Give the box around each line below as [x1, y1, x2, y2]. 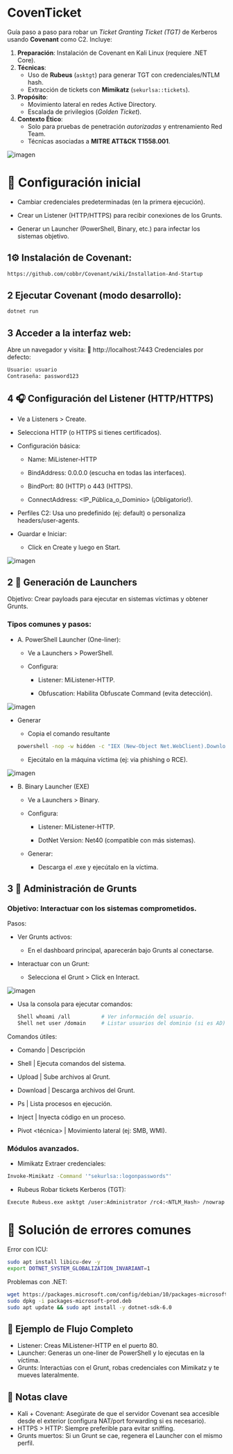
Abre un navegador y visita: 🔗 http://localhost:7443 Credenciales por [7, 345, 204, 354]
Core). [17, 55, 36, 64]
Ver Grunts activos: [17, 933, 73, 941]
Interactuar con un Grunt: [17, 960, 90, 968]
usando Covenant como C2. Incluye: [7, 35, 112, 43]
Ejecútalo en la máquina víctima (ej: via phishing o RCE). [27, 755, 189, 763]
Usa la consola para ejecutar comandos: [17, 1000, 133, 1008]
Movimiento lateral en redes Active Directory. [27, 100, 157, 108]
